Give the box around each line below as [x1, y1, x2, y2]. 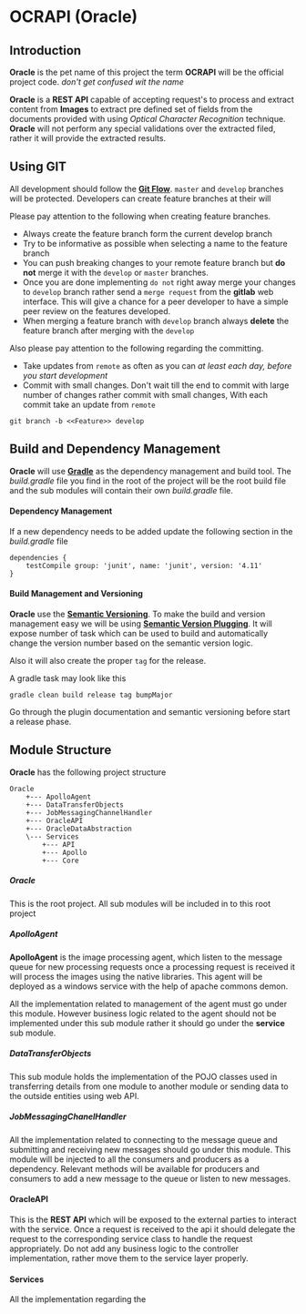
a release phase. [9, 717, 72, 728]
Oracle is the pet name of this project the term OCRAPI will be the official [9, 66, 284, 77]
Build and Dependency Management [9, 442, 221, 457]
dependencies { [9, 553, 67, 562]
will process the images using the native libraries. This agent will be [9, 971, 263, 982]
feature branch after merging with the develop [22, 325, 195, 336]
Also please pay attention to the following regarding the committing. [9, 342, 264, 353]
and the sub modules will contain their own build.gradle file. [9, 484, 234, 495]
